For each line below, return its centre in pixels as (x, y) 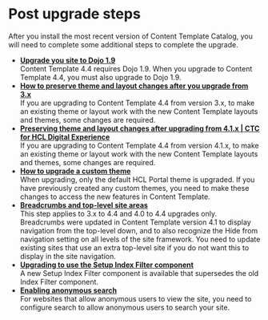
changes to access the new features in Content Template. (115, 196)
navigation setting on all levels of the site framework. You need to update (140, 239)
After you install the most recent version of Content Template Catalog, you (131, 36)
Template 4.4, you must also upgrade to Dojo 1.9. (100, 77)
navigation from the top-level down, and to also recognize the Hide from (139, 230)
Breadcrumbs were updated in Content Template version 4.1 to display (136, 222)
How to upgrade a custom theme (75, 171)
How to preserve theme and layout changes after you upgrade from (134, 86)
